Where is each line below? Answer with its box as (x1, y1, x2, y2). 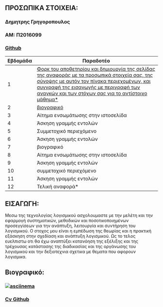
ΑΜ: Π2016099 (5, 32, 42, 38)
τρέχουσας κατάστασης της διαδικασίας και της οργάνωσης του (5, 244, 136, 249)
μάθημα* (36, 96, 58, 103)
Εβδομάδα (7, 57, 33, 64)
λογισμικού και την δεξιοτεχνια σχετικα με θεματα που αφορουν (5, 249, 136, 255)
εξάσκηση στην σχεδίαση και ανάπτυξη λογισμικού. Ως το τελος (5, 233, 136, 239)
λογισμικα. (5, 254, 27, 260)
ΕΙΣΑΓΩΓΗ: (5, 199, 39, 208)
